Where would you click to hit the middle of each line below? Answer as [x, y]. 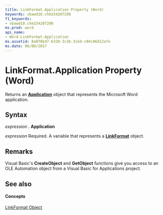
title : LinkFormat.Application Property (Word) [55, 10]
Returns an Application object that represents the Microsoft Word [71, 94]
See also [18, 184]
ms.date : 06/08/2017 [26, 46]
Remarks [19, 152]
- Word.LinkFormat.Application [37, 37]
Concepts [15, 196]
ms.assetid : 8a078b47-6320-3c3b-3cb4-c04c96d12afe [58, 42]
